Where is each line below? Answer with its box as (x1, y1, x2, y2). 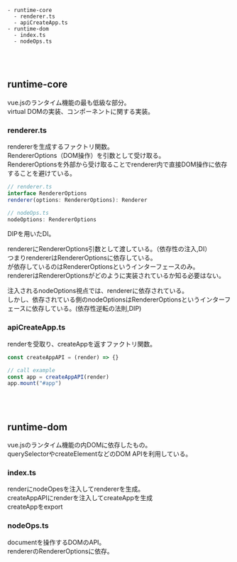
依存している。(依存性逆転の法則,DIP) (31, 304, 142, 313)
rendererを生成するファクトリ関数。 (7, 142, 114, 151)
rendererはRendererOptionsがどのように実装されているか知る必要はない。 (7, 271, 226, 280)
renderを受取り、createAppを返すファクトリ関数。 (7, 339, 157, 348)
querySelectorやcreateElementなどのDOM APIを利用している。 (7, 450, 192, 458)
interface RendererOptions (7, 189, 87, 197)
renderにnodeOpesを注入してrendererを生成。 (7, 484, 144, 494)
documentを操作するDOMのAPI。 (7, 538, 106, 546)
